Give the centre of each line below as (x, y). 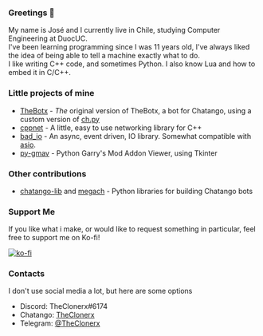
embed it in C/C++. (40, 73)
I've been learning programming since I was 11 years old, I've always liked (129, 47)
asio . (27, 144)
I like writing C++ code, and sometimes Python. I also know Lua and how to (132, 64)
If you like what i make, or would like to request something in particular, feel (132, 229)
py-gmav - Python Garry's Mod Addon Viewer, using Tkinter (118, 153)
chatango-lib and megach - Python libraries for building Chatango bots (136, 191)
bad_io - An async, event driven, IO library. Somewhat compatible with (135, 136)
